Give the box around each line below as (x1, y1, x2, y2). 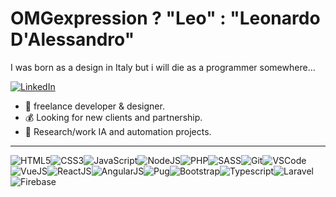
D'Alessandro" (10, 28, 135, 51)
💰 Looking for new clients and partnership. (24, 111, 203, 123)
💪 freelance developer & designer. (24, 100, 165, 112)
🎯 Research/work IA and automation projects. (24, 125, 212, 137)
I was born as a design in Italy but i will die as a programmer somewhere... (10, 61, 316, 73)
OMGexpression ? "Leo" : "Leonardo (10, 7, 321, 30)
